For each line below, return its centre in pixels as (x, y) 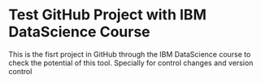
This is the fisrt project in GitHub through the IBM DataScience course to (130, 54)
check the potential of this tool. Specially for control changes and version (131, 63)
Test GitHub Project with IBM (108, 15)
